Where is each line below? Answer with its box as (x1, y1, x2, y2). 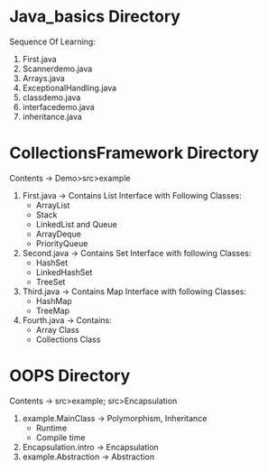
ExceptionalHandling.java (22, 82, 117, 93)
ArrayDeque (35, 228, 81, 239)
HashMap (35, 295, 72, 306)
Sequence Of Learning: (9, 36, 97, 47)
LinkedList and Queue (35, 218, 117, 229)
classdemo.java (22, 92, 81, 103)
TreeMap (35, 305, 70, 316)
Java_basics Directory (9, 6, 180, 27)
